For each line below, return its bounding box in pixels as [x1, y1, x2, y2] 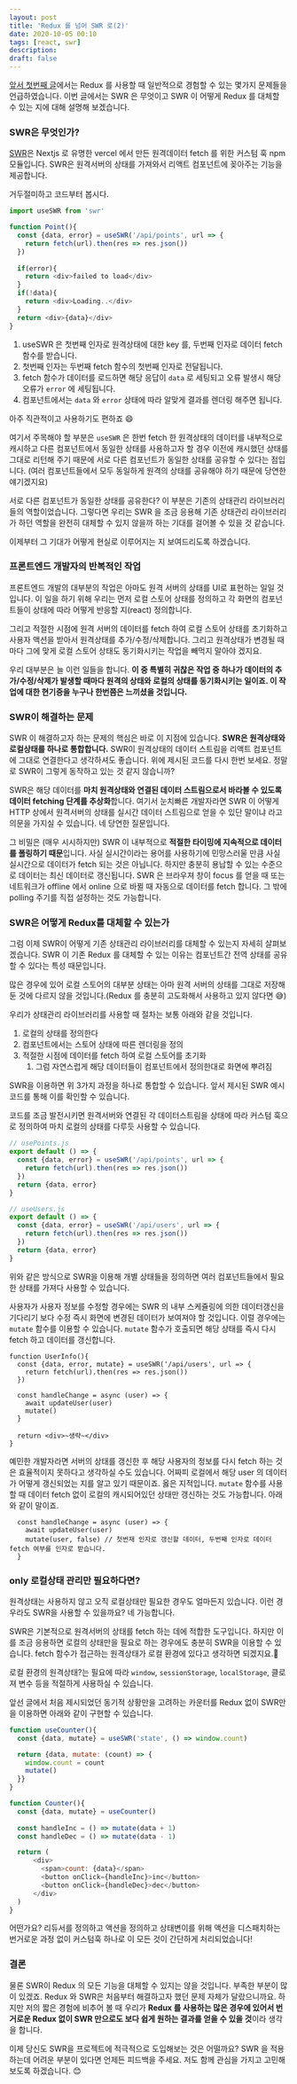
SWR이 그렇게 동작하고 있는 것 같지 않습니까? [18, 766, 176, 777]
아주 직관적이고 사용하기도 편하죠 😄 [9, 413, 134, 424]
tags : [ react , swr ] [9, 37, 82, 47]
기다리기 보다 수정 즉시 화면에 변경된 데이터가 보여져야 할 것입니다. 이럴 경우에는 [9, 1312, 286, 1322]
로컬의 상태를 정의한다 [21, 1028, 99, 1038]
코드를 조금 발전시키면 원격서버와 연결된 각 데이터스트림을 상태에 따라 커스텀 [9, 1110, 272, 1121]
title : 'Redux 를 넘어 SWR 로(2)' [9, 21, 129, 30]
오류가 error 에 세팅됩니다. [21, 383, 116, 394]
